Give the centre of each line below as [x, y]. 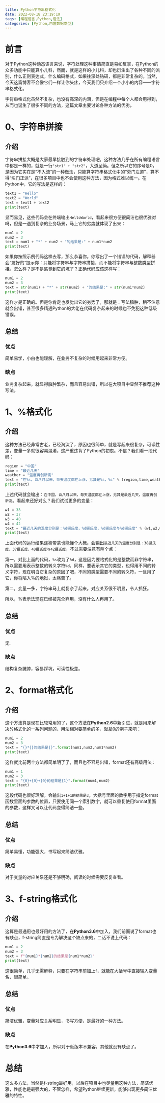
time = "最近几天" [23, 471]
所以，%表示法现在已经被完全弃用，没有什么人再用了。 [61, 599]
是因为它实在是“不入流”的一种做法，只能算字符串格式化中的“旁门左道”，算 [80, 172]
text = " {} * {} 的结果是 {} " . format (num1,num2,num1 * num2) [61, 747]
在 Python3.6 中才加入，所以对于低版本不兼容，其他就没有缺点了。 [72, 1046]
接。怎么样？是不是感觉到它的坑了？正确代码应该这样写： [63, 269]
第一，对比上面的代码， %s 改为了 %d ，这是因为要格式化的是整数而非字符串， [81, 560]
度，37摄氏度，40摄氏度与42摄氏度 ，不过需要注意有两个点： [61, 549]
